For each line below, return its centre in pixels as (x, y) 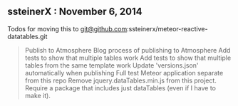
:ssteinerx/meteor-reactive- (167, 28)
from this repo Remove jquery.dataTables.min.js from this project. (121, 80)
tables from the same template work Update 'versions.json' (112, 65)
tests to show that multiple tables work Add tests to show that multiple (128, 58)
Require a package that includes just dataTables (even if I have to (120, 88)
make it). (38, 95)
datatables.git (27, 36)
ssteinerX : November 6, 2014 (75, 12)
